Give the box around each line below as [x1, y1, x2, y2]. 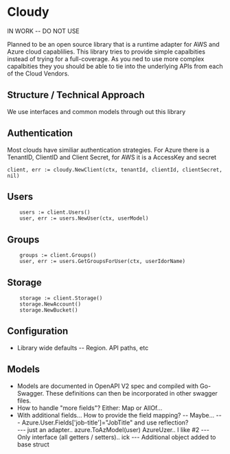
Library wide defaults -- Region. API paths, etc [16, 343, 149, 352]
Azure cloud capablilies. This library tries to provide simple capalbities [7, 47, 206, 56]
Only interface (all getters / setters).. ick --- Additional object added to [16, 433, 216, 441]
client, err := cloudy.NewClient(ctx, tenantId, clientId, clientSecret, [7, 166, 223, 173]
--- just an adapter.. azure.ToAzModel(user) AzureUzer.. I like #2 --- [16, 425, 209, 433]
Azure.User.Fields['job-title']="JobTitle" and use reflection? [21, 418, 189, 427]
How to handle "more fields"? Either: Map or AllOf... [16, 403, 163, 412]
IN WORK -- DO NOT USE [7, 27, 80, 35]
